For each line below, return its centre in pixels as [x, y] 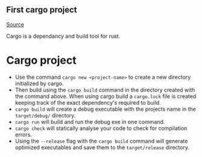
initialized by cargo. [39, 83]
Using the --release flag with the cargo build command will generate [101, 141]
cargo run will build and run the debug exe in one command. [90, 122]
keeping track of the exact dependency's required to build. [88, 102]
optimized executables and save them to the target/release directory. [102, 147]
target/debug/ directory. [45, 115]
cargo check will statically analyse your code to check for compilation [101, 128]
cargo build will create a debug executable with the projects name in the [105, 109]
